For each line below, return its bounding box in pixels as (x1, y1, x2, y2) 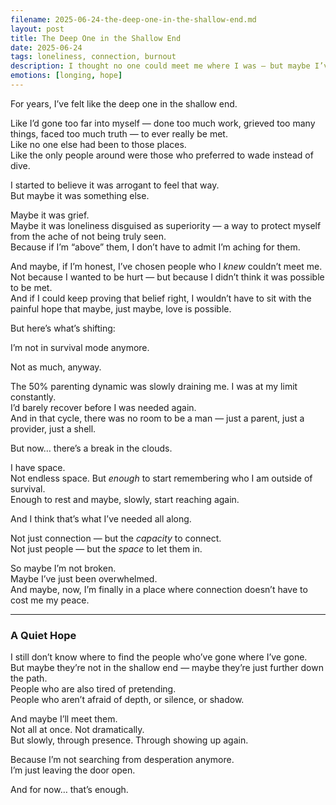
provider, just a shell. (10, 422, 97, 435)
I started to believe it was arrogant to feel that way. (10, 179, 220, 191)
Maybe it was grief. (10, 209, 90, 221)
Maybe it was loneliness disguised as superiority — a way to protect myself (10, 219, 322, 231)
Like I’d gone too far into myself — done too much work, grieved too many (10, 117, 316, 129)
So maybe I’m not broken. (10, 562, 117, 574)
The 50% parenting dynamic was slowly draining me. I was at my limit (10, 380, 298, 392)
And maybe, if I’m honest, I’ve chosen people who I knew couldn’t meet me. (10, 260, 323, 272)
